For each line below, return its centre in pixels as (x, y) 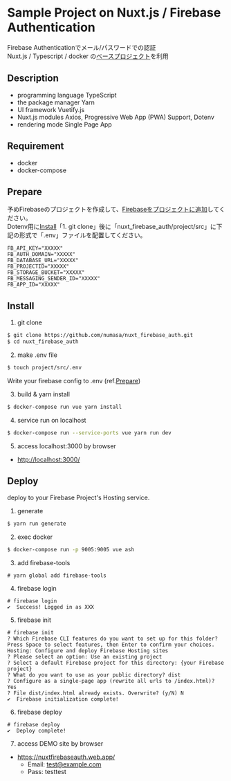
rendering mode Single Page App (64, 124)
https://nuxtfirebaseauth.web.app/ (66, 757)
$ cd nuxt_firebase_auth (43, 342)
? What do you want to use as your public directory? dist (94, 675)
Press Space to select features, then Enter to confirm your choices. (111, 645)
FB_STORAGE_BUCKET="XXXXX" (46, 273)
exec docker (35, 537)
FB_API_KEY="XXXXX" (35, 248)
